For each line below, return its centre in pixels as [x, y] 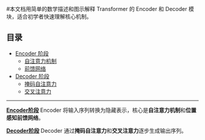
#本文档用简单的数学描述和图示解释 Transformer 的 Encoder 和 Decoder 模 [100, 9]
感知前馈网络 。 [25, 117]
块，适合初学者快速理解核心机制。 [49, 16]
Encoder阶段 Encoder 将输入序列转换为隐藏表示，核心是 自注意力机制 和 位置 [101, 110]
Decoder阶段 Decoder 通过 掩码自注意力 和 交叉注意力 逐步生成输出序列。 [97, 130]
